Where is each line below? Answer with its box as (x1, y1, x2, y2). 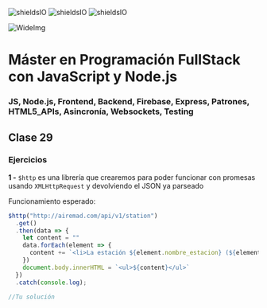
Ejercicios (8, 154, 48, 166)
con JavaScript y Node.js (8, 68, 178, 86)
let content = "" (22, 234, 80, 242)
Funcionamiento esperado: (8, 196, 96, 206)
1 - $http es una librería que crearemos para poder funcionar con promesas (8, 172, 256, 182)
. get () (15, 219, 37, 227)
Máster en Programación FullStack (8, 51, 241, 69)
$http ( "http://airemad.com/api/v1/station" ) (8, 212, 158, 220)
